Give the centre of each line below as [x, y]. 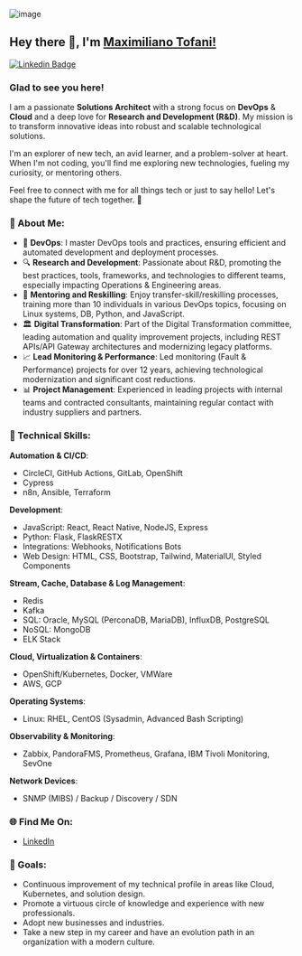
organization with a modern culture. [89, 942]
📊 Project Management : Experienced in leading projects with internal [152, 389]
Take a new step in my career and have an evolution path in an [138, 933]
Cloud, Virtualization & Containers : [76, 656]
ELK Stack [41, 639]
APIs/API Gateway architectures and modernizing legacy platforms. [147, 347]
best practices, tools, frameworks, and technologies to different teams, [154, 276]
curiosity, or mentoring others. [66, 173]
